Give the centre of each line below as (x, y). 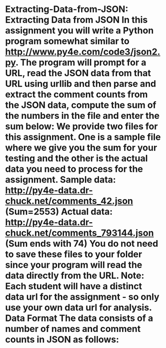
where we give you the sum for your (81, 148)
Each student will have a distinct (74, 286)
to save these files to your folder (74, 254)
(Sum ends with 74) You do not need (82, 244)
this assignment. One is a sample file (83, 137)
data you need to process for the (74, 169)
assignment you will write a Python (79, 31)
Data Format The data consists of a (79, 318)
